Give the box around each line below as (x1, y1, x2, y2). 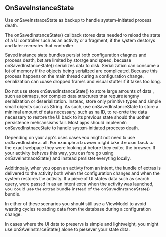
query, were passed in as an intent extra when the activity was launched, (5, 181, 154, 187)
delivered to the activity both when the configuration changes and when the (5, 170, 160, 176)
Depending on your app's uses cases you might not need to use (5, 134, 135, 140)
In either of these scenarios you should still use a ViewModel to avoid (5, 200, 146, 207)
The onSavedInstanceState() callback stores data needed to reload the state (5, 32, 161, 38)
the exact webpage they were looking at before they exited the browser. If (5, 144, 156, 150)
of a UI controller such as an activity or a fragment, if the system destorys (5, 37, 156, 43)
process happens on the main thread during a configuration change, (5, 73, 144, 79)
